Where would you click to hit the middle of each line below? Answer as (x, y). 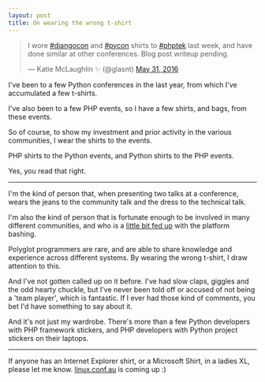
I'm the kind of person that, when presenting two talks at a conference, (123, 193)
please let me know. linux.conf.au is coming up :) (88, 369)
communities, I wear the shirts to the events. (80, 140)
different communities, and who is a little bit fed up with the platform (119, 225)
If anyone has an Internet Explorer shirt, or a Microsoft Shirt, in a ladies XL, (129, 361)
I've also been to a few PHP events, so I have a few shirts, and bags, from (127, 108)
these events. (30, 117)
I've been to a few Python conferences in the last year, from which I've (123, 84)
